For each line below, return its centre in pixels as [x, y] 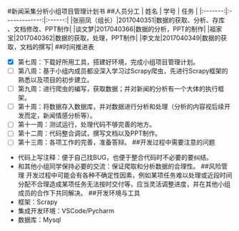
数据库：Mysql [39, 220]
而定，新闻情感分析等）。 [60, 115]
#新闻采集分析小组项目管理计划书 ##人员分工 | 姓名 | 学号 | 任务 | [103, 11]
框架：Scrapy [38, 202]
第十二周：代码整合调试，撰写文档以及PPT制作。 [90, 133]
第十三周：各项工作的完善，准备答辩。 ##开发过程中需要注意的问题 [116, 143]
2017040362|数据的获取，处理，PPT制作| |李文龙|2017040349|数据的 [118, 38]
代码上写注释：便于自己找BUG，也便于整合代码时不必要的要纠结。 [115, 158]
